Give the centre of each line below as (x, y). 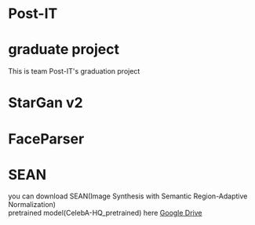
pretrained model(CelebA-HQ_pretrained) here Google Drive (105, 213)
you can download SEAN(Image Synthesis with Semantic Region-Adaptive (128, 196)
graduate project (64, 50)
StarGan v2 (46, 103)
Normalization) (32, 205)
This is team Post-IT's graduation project (74, 71)
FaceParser (46, 139)
